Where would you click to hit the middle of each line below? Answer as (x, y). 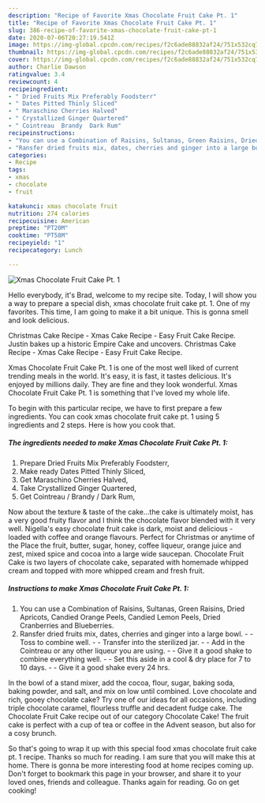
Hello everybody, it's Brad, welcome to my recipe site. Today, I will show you (132, 295)
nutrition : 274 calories (49, 213)
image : (19, 45)
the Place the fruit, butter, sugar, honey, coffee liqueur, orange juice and (125, 545)
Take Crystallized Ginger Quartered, (78, 488)
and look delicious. (39, 320)
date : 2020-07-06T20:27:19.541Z (61, 38)
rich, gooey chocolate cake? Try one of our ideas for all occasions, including (132, 699)
